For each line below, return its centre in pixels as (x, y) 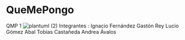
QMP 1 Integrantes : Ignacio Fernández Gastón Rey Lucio (92, 26)
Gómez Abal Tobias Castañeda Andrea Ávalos (61, 31)
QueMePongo (40, 10)
